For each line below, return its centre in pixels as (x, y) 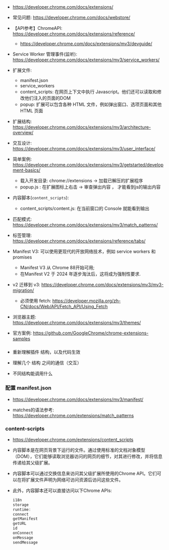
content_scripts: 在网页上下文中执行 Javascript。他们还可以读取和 (89, 92)
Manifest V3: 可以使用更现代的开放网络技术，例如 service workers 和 (84, 251)
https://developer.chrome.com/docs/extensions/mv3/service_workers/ (86, 60)
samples (21, 339)
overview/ (23, 133)
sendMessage (25, 542)
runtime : (22, 510)
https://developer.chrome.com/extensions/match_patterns (73, 415)
